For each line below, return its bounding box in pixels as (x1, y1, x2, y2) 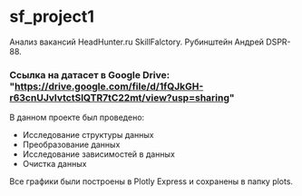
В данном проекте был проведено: (9, 112, 145, 123)
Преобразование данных (22, 139, 121, 151)
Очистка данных (22, 159, 87, 170)
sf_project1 (9, 6, 95, 27)
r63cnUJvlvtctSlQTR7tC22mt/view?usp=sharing (9, 91, 229, 103)
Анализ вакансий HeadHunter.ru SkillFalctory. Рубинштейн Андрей (9, 36, 265, 47)
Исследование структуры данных (22, 130, 154, 141)
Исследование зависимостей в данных (22, 149, 175, 160)
